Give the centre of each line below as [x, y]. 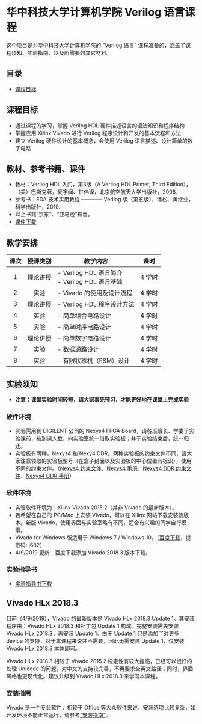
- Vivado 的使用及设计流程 [95, 293]
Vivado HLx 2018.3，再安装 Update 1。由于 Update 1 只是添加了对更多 [93, 633]
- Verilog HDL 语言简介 [90, 273]
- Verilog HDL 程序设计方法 [96, 304]
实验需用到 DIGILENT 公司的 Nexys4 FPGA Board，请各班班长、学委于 [102, 431]
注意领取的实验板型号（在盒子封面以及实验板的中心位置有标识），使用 [106, 461]
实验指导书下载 [33, 583]
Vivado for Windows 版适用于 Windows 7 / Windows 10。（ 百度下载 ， [100, 537]
